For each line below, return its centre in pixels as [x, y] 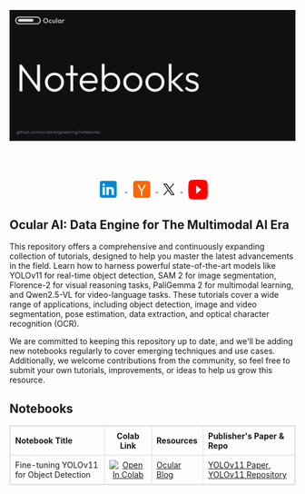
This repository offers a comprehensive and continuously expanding [137, 247]
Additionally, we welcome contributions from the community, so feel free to [150, 361]
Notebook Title [44, 440]
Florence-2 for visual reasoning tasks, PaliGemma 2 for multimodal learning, [152, 285]
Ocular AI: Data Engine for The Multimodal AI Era [150, 225]
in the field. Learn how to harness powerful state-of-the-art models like [143, 266]
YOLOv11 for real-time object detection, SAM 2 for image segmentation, [143, 276]
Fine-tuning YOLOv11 [57, 465]
